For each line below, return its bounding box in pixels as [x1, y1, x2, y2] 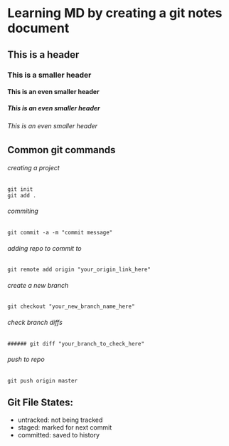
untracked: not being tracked [17, 415, 103, 424]
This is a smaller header [7, 70, 92, 80]
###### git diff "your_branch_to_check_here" [7, 340, 144, 347]
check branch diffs [7, 318, 63, 327]
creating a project [7, 164, 60, 172]
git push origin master [7, 377, 78, 384]
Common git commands [7, 144, 116, 156]
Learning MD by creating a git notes [7, 5, 223, 21]
